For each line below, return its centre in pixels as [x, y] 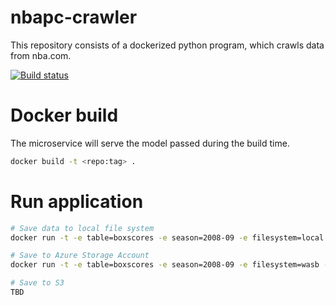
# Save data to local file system [82, 228]
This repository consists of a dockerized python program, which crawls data [167, 45]
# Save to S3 [37, 283]
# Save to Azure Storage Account [80, 256]
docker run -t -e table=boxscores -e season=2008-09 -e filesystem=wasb [165, 265]
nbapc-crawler [74, 17]
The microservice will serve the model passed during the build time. [150, 143]
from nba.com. [41, 55]
